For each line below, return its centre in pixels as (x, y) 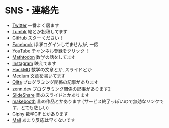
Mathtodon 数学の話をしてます (44, 57)
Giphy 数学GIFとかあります (40, 114)
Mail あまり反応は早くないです (44, 120)
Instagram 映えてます (34, 63)
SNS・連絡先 (32, 10)
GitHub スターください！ (38, 38)
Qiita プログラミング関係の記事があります (55, 82)
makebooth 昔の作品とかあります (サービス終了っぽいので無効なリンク (86, 101)
